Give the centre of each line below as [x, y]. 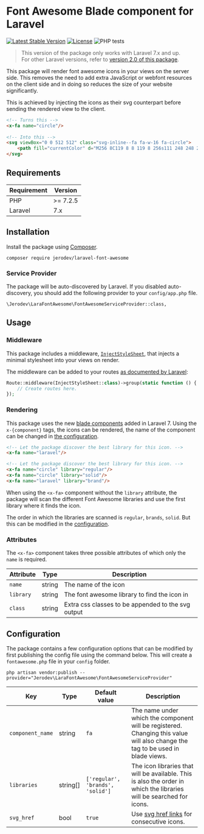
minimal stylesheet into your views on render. [63, 360]
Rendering [22, 410]
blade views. [149, 756]
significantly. [22, 90]
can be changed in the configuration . [53, 436]
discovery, [19, 293]
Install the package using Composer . [52, 247]
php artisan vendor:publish [42, 672]
